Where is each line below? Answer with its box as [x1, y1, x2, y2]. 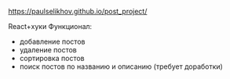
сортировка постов [19, 54, 85, 63]
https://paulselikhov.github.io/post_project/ [8, 7, 148, 16]
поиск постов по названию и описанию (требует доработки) [19, 62, 224, 71]
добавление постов [19, 37, 86, 46]
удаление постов [19, 45, 77, 54]
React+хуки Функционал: [8, 22, 93, 31]
